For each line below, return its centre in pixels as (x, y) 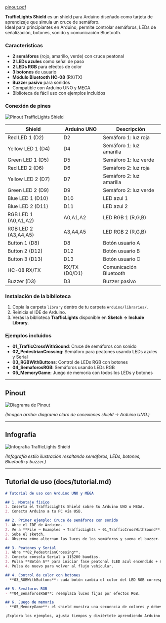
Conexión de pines (28, 106)
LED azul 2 (116, 206)
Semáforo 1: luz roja (126, 137)
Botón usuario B (121, 251)
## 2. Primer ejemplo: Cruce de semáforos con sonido (62, 520)
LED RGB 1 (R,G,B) (125, 217)
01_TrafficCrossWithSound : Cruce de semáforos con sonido (74, 346)
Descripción (131, 129)
